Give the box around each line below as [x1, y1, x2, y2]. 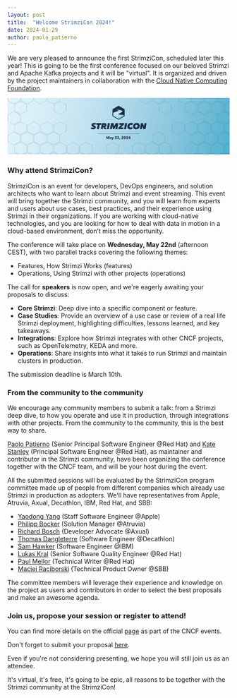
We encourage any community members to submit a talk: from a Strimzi [7, 403, 217, 412]
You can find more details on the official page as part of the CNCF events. [7, 627, 222, 635]
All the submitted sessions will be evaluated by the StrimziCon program [7, 476, 214, 484]
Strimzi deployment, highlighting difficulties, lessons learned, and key [17, 318, 220, 327]
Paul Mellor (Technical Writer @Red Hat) [17, 557, 135, 565]
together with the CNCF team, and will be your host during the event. [7, 462, 208, 471]
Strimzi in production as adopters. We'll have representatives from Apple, [7, 491, 220, 499]
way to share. [7, 426, 47, 434]
